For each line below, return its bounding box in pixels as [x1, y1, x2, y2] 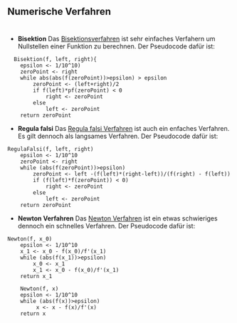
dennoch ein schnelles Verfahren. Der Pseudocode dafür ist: [17, 221, 196, 230]
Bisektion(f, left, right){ [14, 55, 98, 63]
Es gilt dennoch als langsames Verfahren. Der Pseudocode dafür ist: [17, 132, 218, 140]
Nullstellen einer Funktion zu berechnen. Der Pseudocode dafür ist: [17, 42, 215, 51]
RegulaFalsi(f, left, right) [7, 145, 94, 152]
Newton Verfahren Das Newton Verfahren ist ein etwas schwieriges [17, 213, 218, 223]
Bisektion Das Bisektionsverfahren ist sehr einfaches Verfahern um [17, 34, 216, 43]
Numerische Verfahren [7, 6, 112, 18]
